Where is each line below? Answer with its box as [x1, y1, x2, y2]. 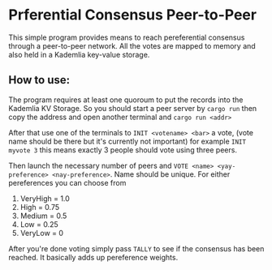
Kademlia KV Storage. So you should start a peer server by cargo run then [8, 103, 257, 113]
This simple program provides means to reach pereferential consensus [8, 32, 245, 42]
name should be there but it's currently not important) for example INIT [8, 136, 246, 146]
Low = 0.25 [19, 219, 58, 229]
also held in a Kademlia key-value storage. [8, 49, 150, 59]
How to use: [8, 73, 71, 87]
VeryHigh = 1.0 [19, 193, 71, 204]
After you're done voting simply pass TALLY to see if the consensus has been [8, 243, 265, 253]
